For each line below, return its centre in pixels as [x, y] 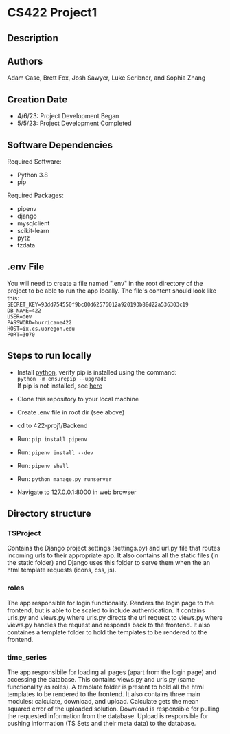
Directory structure [49, 514]
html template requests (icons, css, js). [62, 570]
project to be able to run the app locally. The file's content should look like [112, 291]
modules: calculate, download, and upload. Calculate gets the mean [103, 701]
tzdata [26, 245]
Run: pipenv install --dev [55, 452]
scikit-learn [33, 231]
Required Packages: [35, 196]
